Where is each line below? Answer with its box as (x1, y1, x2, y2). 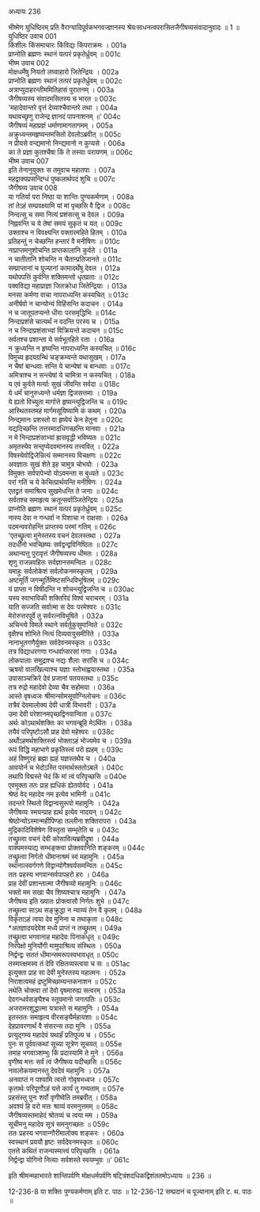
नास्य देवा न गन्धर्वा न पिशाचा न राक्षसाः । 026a (8, 513, 129, 522)
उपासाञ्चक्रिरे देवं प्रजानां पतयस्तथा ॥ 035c (8, 674, 119, 682)
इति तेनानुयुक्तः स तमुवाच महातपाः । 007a (8, 166, 116, 174)
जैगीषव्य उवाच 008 (8, 183, 58, 193)
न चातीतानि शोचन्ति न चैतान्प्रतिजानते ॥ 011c (8, 254, 122, 264)
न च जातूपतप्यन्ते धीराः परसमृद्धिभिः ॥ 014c (8, 308, 117, 317)
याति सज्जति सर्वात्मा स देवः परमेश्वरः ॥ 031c (8, 602, 122, 611)
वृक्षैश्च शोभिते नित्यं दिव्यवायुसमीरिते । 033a (8, 629, 120, 638)
